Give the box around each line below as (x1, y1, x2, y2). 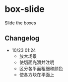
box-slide (4, 3, 45, 15)
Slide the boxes (4, 20, 36, 26)
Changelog (4, 34, 40, 42)
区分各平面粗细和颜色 (19, 65, 63, 71)
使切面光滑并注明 (19, 59, 55, 65)
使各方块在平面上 (19, 72, 55, 78)
